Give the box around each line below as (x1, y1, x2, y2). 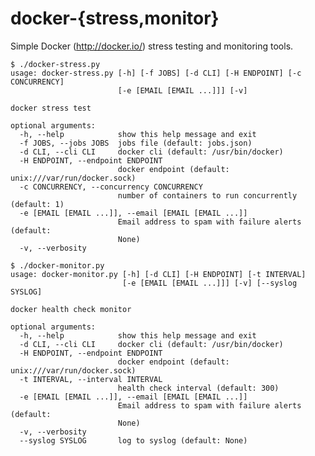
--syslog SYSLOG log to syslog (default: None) (19, 435, 248, 446)
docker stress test (10, 103, 92, 113)
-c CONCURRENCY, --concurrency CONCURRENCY (19, 182, 203, 192)
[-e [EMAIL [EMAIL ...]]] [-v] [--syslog (121, 278, 298, 288)
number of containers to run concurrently (117, 190, 298, 201)
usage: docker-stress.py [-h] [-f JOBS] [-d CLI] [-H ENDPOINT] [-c (10, 68, 302, 78)
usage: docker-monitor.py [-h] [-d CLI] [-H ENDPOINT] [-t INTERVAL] (10, 269, 307, 279)
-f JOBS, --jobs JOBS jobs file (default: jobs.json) (19, 138, 253, 148)
